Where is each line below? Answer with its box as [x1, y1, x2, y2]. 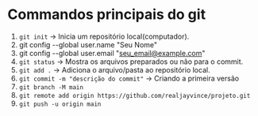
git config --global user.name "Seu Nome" [18, 39, 158, 49]
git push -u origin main [18, 100, 102, 108]
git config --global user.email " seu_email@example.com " [18, 48, 206, 58]
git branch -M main [18, 83, 84, 92]
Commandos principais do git [7, 6, 206, 24]
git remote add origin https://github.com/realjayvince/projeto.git [18, 92, 251, 99]
